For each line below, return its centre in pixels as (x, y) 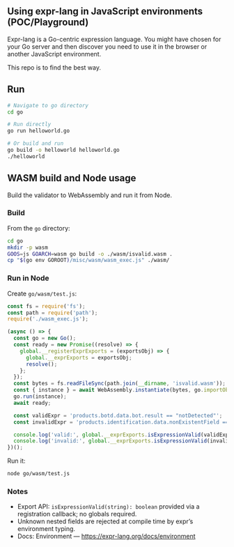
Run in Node (29, 278)
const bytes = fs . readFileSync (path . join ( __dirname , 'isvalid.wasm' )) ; (120, 384)
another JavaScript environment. (54, 54)
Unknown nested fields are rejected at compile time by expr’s (105, 521)
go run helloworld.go (39, 131)
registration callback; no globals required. (77, 514)
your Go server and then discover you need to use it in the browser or (107, 46)
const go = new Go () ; (45, 338)
